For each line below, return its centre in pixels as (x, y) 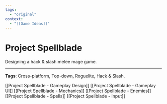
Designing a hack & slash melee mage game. (51, 62)
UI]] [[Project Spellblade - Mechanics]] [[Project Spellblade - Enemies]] (78, 91)
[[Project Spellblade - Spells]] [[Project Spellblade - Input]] (65, 96)
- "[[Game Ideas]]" (30, 24)
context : (14, 19)
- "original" (23, 14)
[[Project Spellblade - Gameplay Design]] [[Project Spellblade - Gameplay (81, 86)
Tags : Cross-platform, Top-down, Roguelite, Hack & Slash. (65, 76)
